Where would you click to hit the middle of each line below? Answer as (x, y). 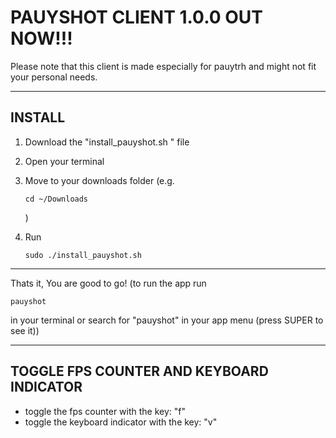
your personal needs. (54, 77)
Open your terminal (64, 161)
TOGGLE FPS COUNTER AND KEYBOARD (139, 371)
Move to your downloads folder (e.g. (99, 180)
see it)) (25, 330)
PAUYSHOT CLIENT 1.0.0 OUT (136, 17)
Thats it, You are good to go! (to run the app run (108, 283)
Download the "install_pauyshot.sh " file (107, 142)
